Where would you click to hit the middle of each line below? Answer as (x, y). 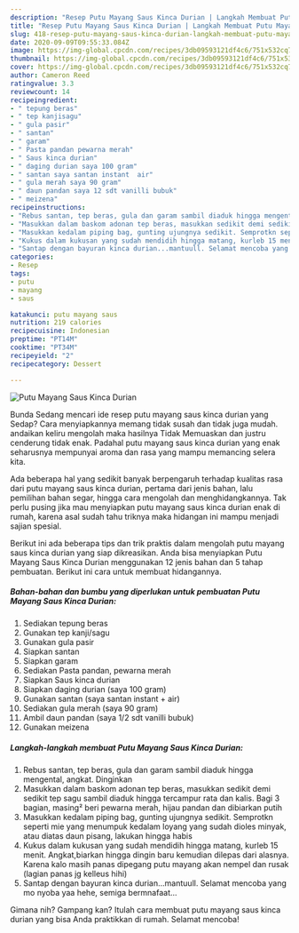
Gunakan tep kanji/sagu (66, 633)
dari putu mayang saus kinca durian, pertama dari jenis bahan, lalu (132, 488)
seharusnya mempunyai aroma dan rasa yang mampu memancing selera (143, 452)
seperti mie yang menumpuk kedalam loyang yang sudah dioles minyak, (154, 826)
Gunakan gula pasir (59, 642)
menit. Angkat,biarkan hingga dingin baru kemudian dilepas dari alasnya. (156, 855)
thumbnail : (30, 59)
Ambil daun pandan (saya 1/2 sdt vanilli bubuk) (108, 718)
